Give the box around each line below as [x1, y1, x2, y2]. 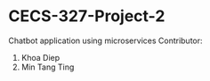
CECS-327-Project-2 [8, 6, 166, 26]
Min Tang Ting [20, 62, 75, 72]
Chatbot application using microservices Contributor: [8, 35, 203, 46]
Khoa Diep [20, 52, 61, 63]
